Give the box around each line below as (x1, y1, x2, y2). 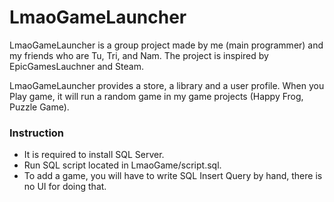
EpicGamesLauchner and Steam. (9, 60, 144, 72)
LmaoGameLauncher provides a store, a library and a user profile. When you (9, 79, 325, 91)
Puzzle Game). (9, 101, 70, 113)
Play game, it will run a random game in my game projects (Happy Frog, (9, 90, 304, 102)
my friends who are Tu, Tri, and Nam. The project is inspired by (9, 49, 269, 61)
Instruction (9, 126, 65, 140)
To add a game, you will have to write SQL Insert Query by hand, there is (23, 170, 323, 182)
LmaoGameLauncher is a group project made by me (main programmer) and (9, 39, 324, 51)
